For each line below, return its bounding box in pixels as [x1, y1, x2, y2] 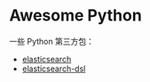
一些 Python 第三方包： [9, 36, 95, 46]
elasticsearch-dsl [21, 63, 86, 74]
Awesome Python [9, 5, 142, 26]
